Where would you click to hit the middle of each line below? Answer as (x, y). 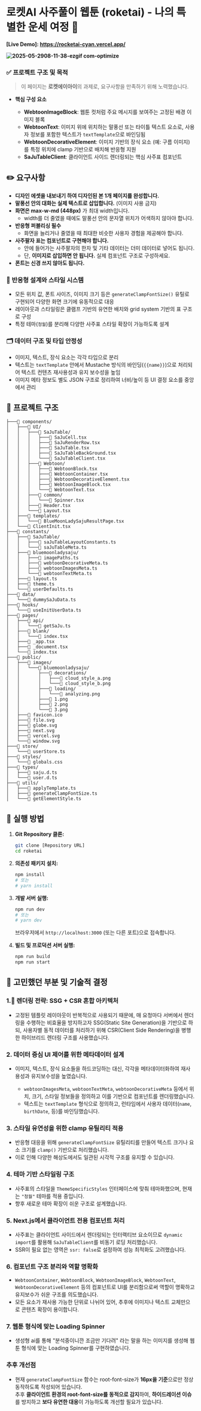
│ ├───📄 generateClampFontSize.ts (52, 793)
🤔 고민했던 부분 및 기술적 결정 (57, 982)
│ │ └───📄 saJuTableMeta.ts (46, 548)
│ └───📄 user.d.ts (32, 778)
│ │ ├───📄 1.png (37, 700)
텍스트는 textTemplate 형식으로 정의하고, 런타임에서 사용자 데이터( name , (108, 1104)
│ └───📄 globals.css (34, 762)
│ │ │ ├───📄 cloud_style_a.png (59, 679)
